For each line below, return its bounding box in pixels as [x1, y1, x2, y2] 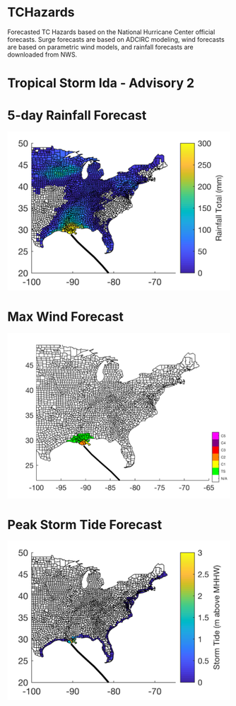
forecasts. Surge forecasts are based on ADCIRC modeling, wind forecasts [7, 35, 225, 43]
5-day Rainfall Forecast [7, 108, 147, 124]
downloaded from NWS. [7, 50, 78, 59]
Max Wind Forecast [7, 309, 124, 325]
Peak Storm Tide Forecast [7, 517, 163, 533]
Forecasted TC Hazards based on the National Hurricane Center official [7, 28, 216, 36]
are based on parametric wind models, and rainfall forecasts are [7, 42, 194, 51]
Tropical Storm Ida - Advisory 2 [7, 75, 195, 91]
